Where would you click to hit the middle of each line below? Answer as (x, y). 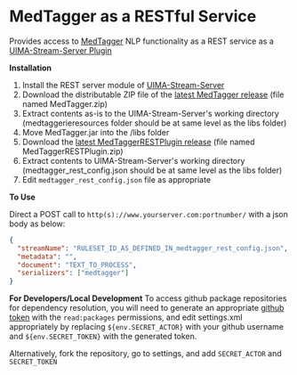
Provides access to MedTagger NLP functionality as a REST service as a (141, 41)
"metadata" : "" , (47, 257)
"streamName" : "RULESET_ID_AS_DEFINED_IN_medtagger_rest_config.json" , (153, 248)
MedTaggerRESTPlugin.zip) (72, 151)
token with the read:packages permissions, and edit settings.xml (126, 317)
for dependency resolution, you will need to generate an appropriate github (147, 308)
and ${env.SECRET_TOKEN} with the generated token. (103, 337)
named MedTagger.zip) (65, 103)
